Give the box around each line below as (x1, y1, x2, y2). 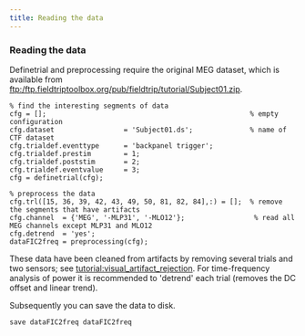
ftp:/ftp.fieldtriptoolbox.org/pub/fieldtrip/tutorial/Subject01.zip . (9, 83, 243, 94)
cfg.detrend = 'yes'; (9, 229, 96, 238)
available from (9, 74, 63, 85)
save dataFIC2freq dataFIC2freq (9, 317, 132, 327)
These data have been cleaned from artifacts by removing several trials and (9, 253, 293, 264)
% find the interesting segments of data (9, 101, 169, 110)
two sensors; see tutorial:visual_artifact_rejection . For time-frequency (9, 262, 270, 274)
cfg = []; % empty (9, 109, 280, 119)
